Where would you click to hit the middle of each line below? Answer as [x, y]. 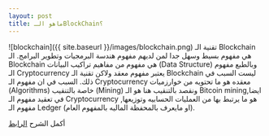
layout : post [30, 16]
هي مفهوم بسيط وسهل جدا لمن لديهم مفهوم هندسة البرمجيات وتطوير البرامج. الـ [130, 55]
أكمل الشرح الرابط [37, 123]
